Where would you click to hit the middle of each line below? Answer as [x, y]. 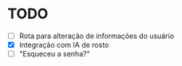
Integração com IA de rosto [64, 45]
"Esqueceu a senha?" [54, 54]
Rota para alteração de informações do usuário [97, 36]
